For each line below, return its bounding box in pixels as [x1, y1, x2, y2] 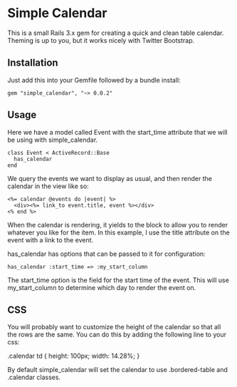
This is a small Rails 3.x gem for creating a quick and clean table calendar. [7, 29, 224, 37]
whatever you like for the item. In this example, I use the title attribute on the [7, 228, 230, 237]
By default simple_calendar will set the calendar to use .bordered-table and [7, 366, 228, 374]
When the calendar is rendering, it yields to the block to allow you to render [7, 220, 228, 229]
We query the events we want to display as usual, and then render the [7, 174, 212, 182]
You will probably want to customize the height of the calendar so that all [7, 323, 221, 331]
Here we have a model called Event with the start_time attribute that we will [7, 128, 228, 136]
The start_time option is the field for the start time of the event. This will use [7, 276, 229, 284]
